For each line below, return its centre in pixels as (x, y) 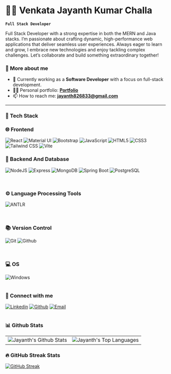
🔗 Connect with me (29, 296)
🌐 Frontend (20, 129)
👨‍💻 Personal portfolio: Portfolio (45, 90)
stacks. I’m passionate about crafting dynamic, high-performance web (79, 39)
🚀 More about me (27, 68)
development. (27, 85)
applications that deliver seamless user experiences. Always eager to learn (84, 44)
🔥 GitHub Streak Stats (33, 355)
